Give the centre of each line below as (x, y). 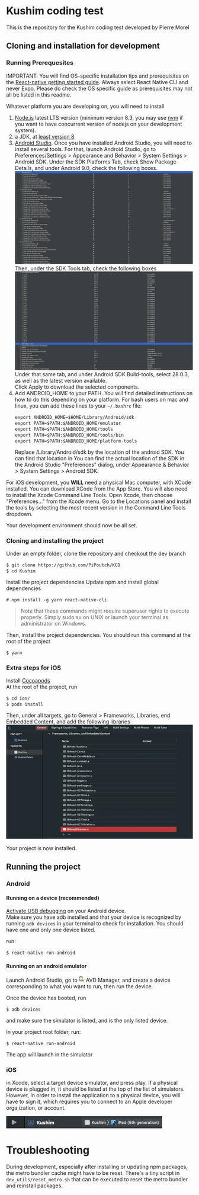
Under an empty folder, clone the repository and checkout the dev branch (96, 554)
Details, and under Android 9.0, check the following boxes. (86, 168)
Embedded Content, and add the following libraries (68, 722)
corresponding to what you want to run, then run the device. (80, 986)
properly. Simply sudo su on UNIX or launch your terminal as (94, 617)
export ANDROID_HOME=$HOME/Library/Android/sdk (74, 417)
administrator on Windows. (54, 624)
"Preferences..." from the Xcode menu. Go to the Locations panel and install (99, 501)
